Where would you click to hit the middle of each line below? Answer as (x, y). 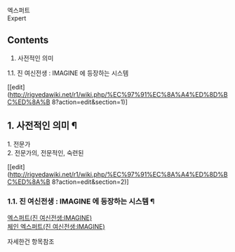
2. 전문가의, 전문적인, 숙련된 (46, 152)
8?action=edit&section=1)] (90, 102)
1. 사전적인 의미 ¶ (42, 126)
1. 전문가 (19, 144)
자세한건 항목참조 (31, 241)
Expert (17, 18)
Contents (28, 40)
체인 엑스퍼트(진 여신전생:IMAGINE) (56, 226)
